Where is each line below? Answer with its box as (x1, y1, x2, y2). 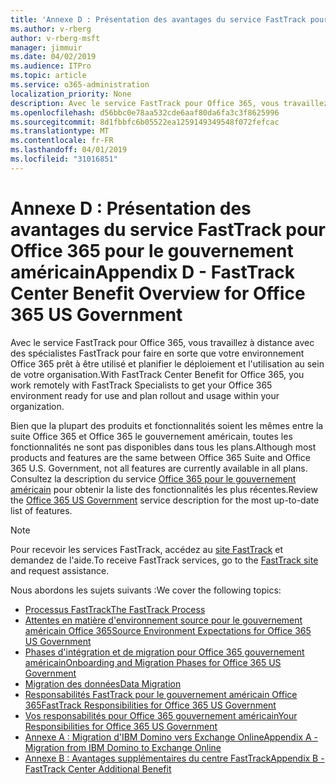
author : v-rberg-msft (10, 33, 101, 43)
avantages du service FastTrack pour (10, 218, 326, 241)
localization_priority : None (10, 89, 132, 99)
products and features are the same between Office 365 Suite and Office (10, 451, 311, 463)
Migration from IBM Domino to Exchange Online (24, 741, 222, 753)
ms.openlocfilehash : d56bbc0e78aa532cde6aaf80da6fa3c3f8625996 (10, 107, 280, 118)
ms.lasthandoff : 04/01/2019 (10, 145, 128, 155)
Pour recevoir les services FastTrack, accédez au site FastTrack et (10, 543, 284, 555)
